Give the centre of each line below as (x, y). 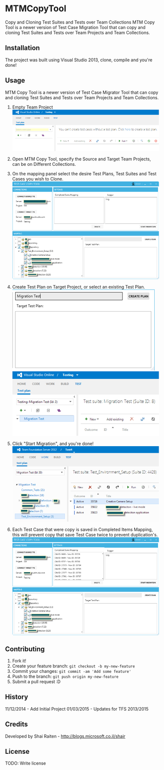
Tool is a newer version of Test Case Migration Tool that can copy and (75, 27)
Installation (22, 48)
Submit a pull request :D (36, 681)
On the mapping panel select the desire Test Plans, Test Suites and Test (84, 173)
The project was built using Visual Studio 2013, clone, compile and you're (79, 60)
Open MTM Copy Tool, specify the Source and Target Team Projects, (82, 159)
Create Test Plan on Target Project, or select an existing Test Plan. (79, 287)
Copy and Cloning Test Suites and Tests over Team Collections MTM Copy (80, 22)
